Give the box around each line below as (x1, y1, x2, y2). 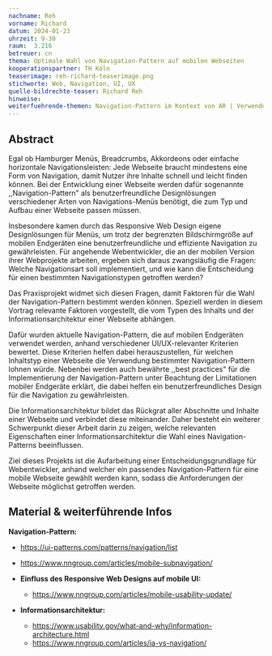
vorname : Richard (8, 19, 67, 28)
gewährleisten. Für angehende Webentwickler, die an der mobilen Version (8, 246, 255, 256)
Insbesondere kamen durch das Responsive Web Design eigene (8, 220, 222, 231)
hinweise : (8, 95, 42, 103)
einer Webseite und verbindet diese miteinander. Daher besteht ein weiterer (8, 414, 261, 424)
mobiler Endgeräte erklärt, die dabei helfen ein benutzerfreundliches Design (8, 381, 261, 391)
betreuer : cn (8, 49, 53, 58)
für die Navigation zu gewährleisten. (8, 390, 130, 399)
